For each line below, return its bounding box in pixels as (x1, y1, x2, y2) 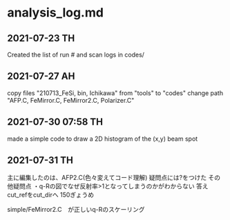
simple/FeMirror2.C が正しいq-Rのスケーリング (7, 206, 145, 214)
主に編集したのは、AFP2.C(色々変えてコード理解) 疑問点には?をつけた (7, 174, 207, 182)
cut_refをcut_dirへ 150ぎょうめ (7, 191, 95, 199)
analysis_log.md (7, 5, 104, 21)
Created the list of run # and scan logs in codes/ (7, 50, 145, 59)
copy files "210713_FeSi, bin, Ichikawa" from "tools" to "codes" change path (7, 88, 223, 97)
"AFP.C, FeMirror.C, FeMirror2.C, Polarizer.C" (7, 96, 135, 104)
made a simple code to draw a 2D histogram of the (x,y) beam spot (7, 134, 198, 143)
